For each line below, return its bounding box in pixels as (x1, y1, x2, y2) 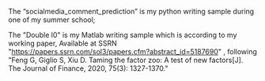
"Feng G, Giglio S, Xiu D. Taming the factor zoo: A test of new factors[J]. (8, 55, 244, 64)
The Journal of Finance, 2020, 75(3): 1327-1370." (8, 64, 168, 73)
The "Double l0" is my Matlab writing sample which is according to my (8, 31, 237, 39)
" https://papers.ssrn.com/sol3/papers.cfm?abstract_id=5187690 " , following (8, 47, 257, 56)
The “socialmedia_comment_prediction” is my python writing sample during (8, 7, 255, 16)
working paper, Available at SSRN (8, 39, 117, 48)
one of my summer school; (8, 15, 96, 24)
